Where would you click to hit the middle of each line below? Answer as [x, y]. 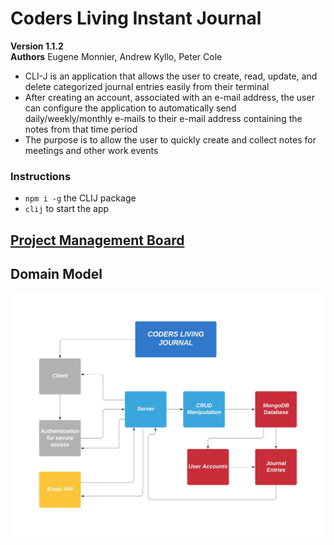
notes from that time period [81, 129]
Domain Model [56, 274]
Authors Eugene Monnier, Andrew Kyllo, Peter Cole [116, 56]
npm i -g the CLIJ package [80, 198]
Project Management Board [97, 240]
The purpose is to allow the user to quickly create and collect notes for [170, 139]
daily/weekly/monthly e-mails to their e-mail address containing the [163, 118]
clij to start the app [67, 209]
